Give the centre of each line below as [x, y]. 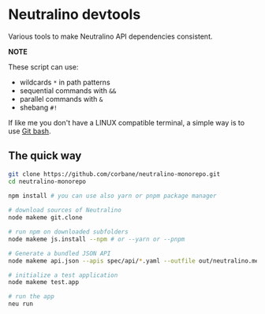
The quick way [45, 156]
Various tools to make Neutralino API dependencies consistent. [110, 36]
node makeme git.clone [45, 218]
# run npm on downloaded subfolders [68, 232]
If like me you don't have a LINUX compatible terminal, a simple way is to [127, 122]
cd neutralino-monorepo [47, 181]
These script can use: [43, 67]
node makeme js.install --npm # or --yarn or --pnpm [97, 239]
